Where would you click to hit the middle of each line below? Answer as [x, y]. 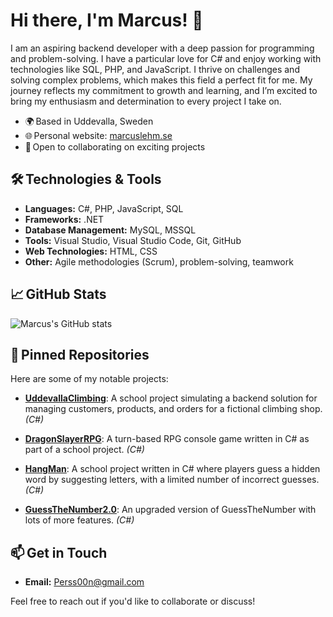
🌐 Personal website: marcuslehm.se [98, 135]
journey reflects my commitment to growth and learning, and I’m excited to [164, 90]
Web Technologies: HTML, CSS [91, 251]
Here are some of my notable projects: [89, 379]
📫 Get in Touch [59, 552]
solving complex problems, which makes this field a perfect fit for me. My [161, 80]
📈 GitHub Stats [58, 294]
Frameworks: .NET [64, 219]
